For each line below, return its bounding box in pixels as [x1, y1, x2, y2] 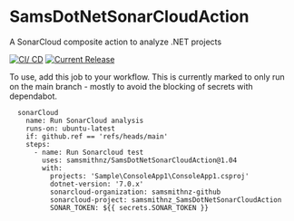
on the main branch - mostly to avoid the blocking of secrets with [9, 81, 253, 91]
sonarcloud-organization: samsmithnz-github [49, 187, 221, 197]
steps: [25, 139, 51, 149]
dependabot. [9, 91, 57, 101]
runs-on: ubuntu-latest [25, 124, 116, 133]
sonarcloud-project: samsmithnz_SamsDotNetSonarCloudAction [49, 195, 282, 205]
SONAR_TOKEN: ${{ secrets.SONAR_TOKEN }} [49, 203, 209, 212]
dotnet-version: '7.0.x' [49, 179, 144, 188]
